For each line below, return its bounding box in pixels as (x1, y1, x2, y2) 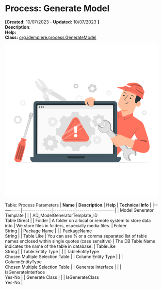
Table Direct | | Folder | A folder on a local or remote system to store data (5, 217, 151, 223)
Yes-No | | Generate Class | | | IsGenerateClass (5, 274, 99, 280)
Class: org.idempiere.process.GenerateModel (5, 34, 97, 40)
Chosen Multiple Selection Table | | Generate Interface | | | (5, 264, 122, 270)
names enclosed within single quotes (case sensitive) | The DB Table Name (5, 238, 156, 244)
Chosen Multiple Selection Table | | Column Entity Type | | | (5, 254, 123, 259)
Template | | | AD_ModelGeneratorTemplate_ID (5, 212, 98, 218)
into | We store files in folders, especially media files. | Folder (5, 222, 127, 228)
